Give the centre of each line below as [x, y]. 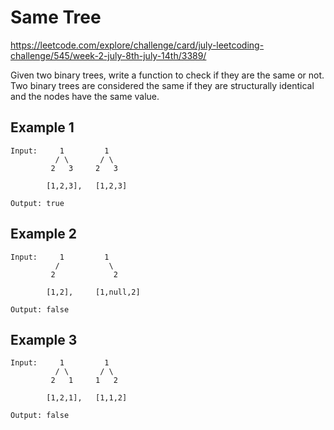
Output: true [37, 203]
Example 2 [43, 234]
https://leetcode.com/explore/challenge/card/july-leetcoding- [137, 45]
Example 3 [44, 339]
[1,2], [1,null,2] [93, 292]
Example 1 [42, 127]
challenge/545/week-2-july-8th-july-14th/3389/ [108, 55]
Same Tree [56, 17]
